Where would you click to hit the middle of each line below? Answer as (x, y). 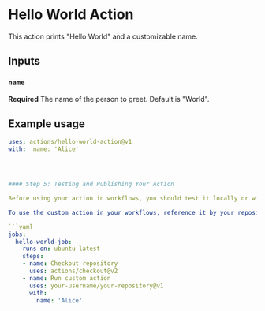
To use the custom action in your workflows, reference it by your (121, 212)
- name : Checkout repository (70, 264)
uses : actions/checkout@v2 (73, 271)
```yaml (21, 227)
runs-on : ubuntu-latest (62, 249)
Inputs (24, 61)
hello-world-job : (44, 242)
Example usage (47, 124)
